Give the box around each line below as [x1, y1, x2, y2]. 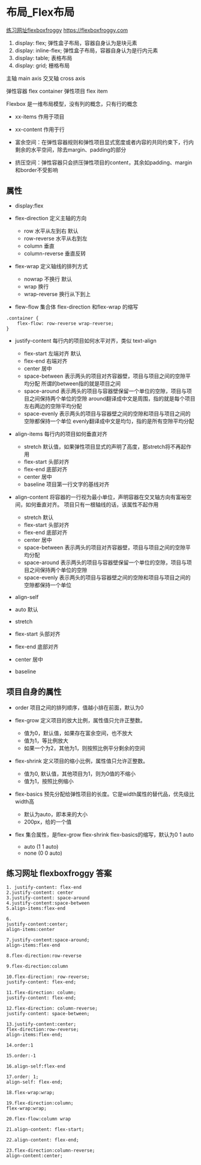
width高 [14, 798, 35, 805]
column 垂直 [23, 242, 55, 250]
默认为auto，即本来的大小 [23, 810, 88, 818]
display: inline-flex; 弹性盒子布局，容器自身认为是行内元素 [14, 46, 158, 54]
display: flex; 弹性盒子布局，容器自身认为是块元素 [14, 39, 137, 46]
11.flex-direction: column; [6, 990, 77, 996]
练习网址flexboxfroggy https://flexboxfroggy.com [6, 26, 128, 34]
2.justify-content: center [6, 890, 74, 896]
